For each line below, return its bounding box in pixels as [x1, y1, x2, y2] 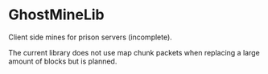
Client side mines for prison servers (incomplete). [8, 32, 173, 42]
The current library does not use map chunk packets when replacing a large [8, 47, 260, 57]
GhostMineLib [8, 6, 105, 24]
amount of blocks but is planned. [8, 56, 118, 66]
